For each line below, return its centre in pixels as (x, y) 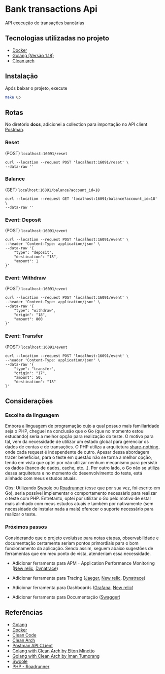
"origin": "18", (31, 315)
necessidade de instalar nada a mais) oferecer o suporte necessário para (79, 509)
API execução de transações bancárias (45, 23)
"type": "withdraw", (35, 311)
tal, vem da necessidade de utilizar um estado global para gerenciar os (77, 442)
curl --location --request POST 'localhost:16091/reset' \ (67, 162)
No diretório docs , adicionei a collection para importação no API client (76, 124)
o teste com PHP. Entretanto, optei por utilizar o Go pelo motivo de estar (78, 498)
